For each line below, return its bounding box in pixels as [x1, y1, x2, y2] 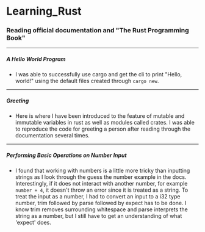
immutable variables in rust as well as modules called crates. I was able [15, 119, 195, 126]
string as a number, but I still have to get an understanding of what [15, 212, 182, 220]
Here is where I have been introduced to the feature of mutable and [15, 112, 185, 120]
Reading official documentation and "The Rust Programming [6, 26, 189, 35]
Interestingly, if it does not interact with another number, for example [15, 180, 188, 187]
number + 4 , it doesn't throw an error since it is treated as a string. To [15, 186, 189, 194]
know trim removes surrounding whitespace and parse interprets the [15, 206, 188, 213]
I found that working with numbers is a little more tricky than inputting [15, 167, 190, 175]
